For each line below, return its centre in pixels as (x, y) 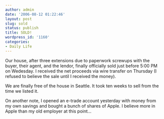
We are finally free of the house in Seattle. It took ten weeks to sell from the (82, 86)
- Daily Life (19, 46)
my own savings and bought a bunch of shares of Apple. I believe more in (80, 106)
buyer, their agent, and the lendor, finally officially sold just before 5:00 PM (81, 66)
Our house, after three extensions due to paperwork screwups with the (78, 60)
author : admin (20, 10)
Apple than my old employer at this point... (48, 111)
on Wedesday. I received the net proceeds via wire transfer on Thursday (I (81, 71)
